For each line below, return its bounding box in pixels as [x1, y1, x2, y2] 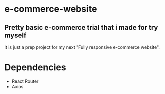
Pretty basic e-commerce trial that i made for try [4, 23, 158, 32]
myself [4, 31, 27, 39]
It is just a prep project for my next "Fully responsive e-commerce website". [4, 44, 160, 50]
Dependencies [4, 62, 66, 73]
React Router [11, 78, 39, 84]
